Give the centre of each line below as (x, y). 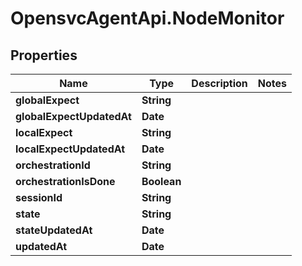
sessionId (39, 197)
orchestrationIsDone (65, 181)
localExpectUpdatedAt (70, 149)
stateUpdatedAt (54, 230)
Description (219, 83)
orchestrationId (53, 165)
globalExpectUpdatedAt (73, 116)
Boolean (161, 181)
